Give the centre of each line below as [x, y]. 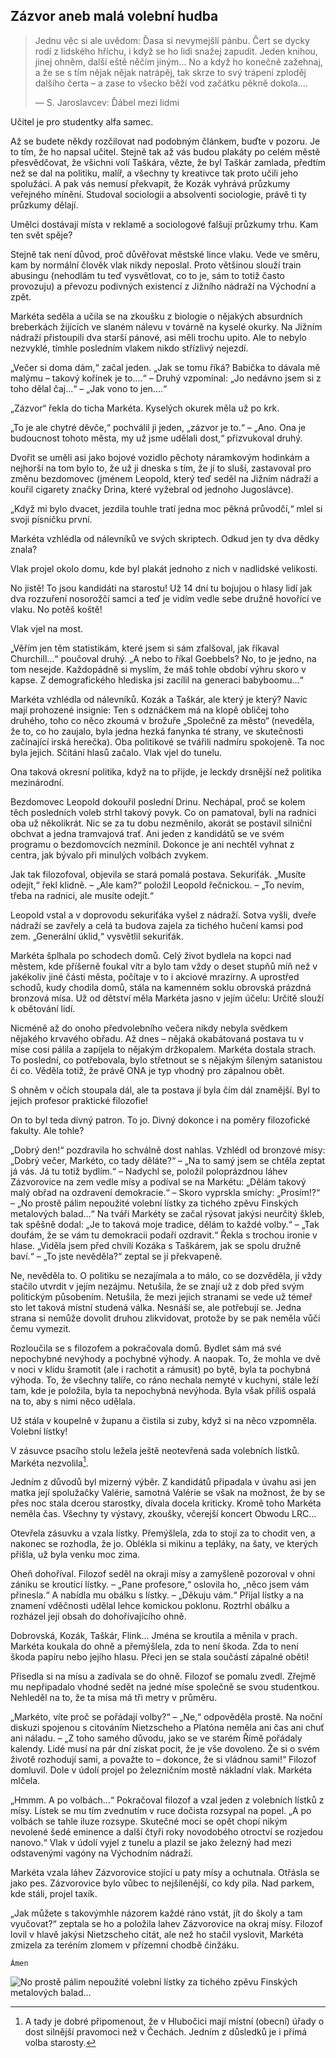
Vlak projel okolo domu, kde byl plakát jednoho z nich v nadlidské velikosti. [164, 568]
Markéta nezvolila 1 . [49, 1462]
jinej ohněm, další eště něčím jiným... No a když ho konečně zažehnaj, [178, 61]
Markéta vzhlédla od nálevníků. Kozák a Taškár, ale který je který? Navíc [159, 699]
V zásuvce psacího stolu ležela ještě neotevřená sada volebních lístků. [155, 1450]
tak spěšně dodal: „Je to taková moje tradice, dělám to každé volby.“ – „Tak [165, 1224]
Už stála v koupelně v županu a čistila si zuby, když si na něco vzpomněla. [164, 1420]
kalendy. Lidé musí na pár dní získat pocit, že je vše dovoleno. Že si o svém [165, 1749]
